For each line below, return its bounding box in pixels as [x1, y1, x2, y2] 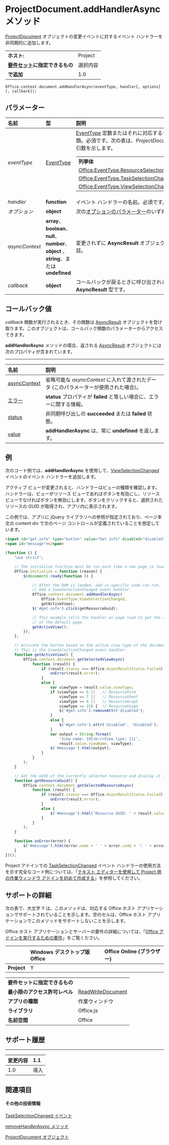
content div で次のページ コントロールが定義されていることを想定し [15, 520, 155, 526]
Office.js [77, 1007, 98, 1014]
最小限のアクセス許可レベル [8, 989, 73, 996]
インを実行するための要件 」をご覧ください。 [9, 935, 102, 941]
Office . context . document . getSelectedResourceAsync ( [23, 783, 134, 788]
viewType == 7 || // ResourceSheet [59, 694, 138, 699]
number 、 [45, 240, 70, 247]
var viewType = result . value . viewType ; [50, 685, 134, 690]
